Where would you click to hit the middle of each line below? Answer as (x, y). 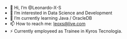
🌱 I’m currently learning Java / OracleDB (51, 18)
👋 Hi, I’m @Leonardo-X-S (35, 8)
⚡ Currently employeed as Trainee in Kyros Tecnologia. (66, 31)
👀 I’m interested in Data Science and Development (61, 13)
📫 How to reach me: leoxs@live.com (48, 24)
